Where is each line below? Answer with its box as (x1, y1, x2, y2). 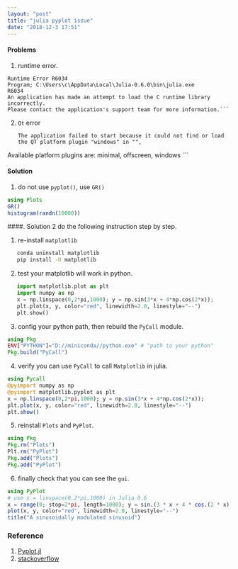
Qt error (17, 118, 41, 127)
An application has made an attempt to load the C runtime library (7, 94, 211, 101)
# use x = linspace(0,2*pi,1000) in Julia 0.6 (7, 494, 147, 502)
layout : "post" (7, 10, 52, 18)
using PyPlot (7, 488, 46, 495)
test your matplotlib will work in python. (17, 269, 133, 278)
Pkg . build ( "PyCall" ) (7, 349, 69, 356)
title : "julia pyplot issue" (7, 17, 93, 24)
